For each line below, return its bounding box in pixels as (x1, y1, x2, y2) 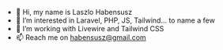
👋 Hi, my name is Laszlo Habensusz (15, 8, 133, 16)
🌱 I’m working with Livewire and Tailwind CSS (15, 24, 164, 33)
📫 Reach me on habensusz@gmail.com (15, 33, 146, 42)
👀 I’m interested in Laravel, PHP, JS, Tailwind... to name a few (15, 16, 215, 25)
